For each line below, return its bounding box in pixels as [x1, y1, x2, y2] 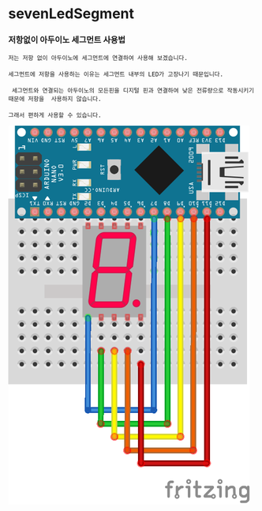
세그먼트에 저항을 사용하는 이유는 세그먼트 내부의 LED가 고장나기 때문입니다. [8, 70, 223, 79]
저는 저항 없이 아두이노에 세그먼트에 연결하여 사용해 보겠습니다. [8, 54, 188, 62]
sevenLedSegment [8, 5, 135, 23]
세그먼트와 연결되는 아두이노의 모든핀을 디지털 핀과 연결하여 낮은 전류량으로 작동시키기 [11, 87, 255, 95]
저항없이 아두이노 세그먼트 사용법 [8, 35, 126, 46]
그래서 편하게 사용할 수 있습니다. [8, 111, 102, 119]
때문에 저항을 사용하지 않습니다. [8, 96, 102, 103]
